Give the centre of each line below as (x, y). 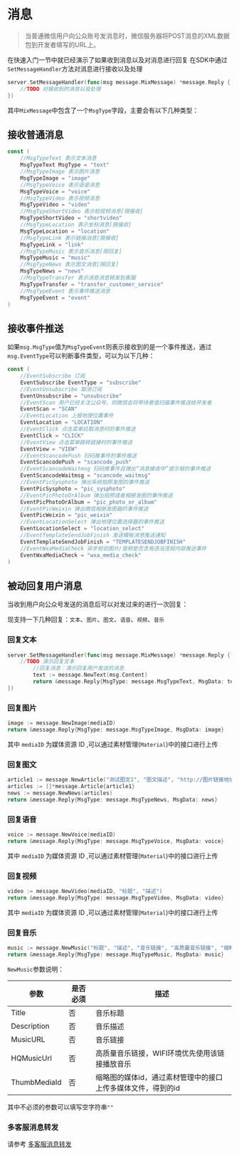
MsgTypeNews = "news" (52, 271)
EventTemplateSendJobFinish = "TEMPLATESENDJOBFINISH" (103, 542)
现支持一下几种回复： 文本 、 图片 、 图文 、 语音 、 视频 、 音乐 (86, 620)
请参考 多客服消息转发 (39, 1144)
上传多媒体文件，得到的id (138, 1088)
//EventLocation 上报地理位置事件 (67, 416)
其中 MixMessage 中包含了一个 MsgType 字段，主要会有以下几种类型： (103, 110)
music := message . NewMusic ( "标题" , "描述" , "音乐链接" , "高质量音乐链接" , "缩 (118, 948)
